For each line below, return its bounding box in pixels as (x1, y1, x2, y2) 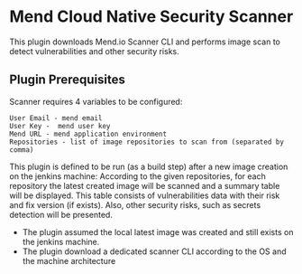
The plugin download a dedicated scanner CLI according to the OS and (22, 246, 287, 257)
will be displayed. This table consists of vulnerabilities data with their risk (9, 190, 280, 201)
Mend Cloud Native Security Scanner (9, 6, 294, 27)
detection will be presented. (9, 209, 113, 220)
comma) (9, 145, 34, 155)
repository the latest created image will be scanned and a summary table (9, 180, 280, 191)
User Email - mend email (9, 113, 103, 123)
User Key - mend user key (9, 121, 111, 130)
